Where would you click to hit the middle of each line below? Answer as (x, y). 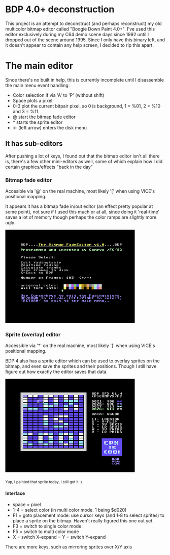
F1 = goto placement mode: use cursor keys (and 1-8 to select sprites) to (89, 515)
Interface (15, 493)
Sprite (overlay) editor (33, 334)
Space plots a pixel (32, 100)
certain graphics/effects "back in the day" (49, 167)
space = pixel (27, 505)
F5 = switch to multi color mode (46, 532)
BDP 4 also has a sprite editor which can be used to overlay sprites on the (82, 361)
